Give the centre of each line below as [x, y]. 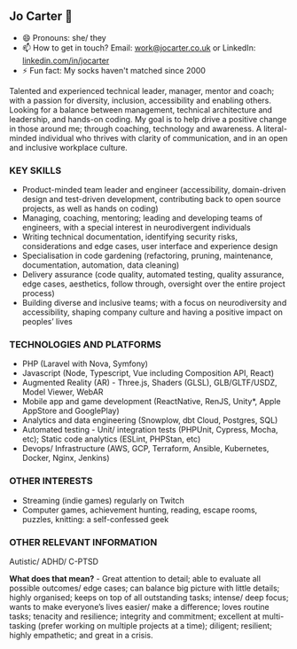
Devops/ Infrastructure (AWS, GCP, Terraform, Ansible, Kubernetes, [145, 449]
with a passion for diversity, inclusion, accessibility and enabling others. [141, 100]
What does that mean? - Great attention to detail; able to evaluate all [135, 579]
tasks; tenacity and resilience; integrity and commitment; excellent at [135, 616]
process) [38, 293]
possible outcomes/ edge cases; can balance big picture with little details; [145, 588]
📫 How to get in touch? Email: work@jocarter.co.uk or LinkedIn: [139, 47]
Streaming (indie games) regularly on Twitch [103, 500]
